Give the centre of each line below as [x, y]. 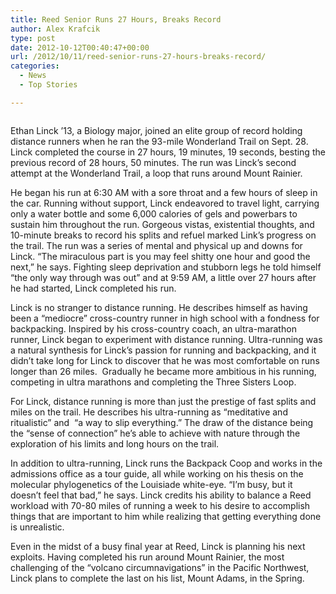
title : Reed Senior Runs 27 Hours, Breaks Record [116, 19]
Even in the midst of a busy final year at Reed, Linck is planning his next [158, 546]
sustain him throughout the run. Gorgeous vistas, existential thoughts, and [162, 224]
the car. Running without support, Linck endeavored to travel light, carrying [165, 203]
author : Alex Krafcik [55, 29]
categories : [35, 66]
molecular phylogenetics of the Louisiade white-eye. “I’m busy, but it [151, 484]
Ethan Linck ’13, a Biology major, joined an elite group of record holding [156, 130]
